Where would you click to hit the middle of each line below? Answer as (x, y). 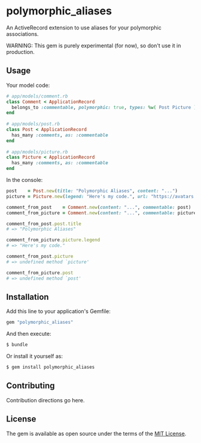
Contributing (31, 386)
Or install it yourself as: (34, 356)
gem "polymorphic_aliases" (40, 322)
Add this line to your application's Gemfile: (58, 311)
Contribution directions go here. (45, 400)
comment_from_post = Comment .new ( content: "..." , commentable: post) (99, 207)
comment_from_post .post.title (44, 224)
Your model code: (28, 85)
